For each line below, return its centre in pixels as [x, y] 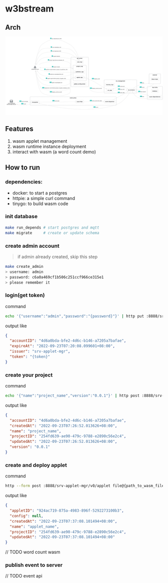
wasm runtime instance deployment [49, 146]
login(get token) [25, 296]
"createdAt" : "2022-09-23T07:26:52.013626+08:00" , [63, 426]
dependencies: [24, 182]
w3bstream [29, 9]
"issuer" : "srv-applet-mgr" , [40, 352]
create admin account [32, 246]
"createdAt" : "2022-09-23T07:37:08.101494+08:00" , [63, 521]
